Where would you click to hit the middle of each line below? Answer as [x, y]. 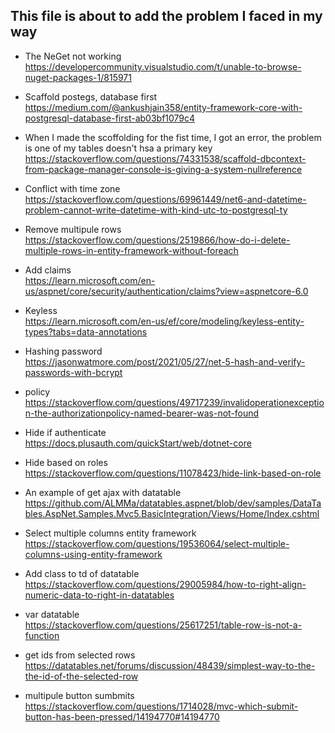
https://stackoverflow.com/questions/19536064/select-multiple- [157, 543]
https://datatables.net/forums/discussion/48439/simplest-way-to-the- [170, 665]
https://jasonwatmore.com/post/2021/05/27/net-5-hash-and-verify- [165, 361]
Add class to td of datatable [82, 573]
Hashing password [63, 351]
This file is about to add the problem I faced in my [166, 16]
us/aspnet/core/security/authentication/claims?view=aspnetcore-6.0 [166, 291]
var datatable [52, 614]
